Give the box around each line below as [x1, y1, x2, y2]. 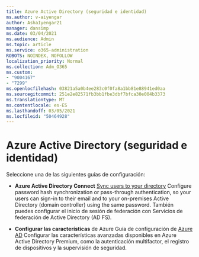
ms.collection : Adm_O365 [6, 63, 68, 70]
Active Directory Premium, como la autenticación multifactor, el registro [14, 238, 190, 245]
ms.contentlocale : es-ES [6, 102, 68, 108]
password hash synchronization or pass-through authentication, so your [14, 189, 191, 196]
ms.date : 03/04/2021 [6, 31, 57, 37]
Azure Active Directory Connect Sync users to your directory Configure [14, 182, 192, 189]
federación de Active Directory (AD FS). [14, 214, 112, 221]
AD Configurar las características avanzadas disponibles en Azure [14, 232, 176, 239]
